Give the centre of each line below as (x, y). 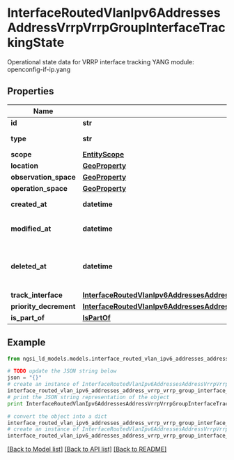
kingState (36, 43)
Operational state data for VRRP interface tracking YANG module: (101, 62)
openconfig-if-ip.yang (39, 69)
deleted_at (29, 266)
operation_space (39, 188)
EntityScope (103, 154)
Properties (31, 91)
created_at (29, 204)
